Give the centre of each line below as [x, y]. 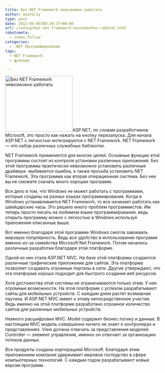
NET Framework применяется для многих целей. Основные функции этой [82, 155]
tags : [11, 51]
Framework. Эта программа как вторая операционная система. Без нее [81, 177]
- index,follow [25, 38]
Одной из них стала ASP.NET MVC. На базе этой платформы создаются [81, 258]
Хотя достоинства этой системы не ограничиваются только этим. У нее [81, 283]
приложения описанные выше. [38, 223]
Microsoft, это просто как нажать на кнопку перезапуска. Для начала [78, 135]
